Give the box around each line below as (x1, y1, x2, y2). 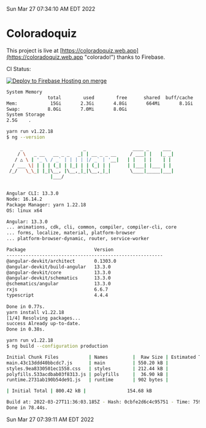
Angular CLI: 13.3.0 (6, 190, 59, 197)
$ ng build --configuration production (6, 343, 109, 350)
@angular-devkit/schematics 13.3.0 (6, 275, 112, 281)
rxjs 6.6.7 (6, 287, 109, 293)
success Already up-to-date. (6, 321, 81, 327)
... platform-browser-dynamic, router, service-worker (6, 236, 150, 242)
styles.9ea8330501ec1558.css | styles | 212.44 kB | (6, 366, 169, 372)
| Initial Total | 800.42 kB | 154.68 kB (6, 388, 152, 394)
